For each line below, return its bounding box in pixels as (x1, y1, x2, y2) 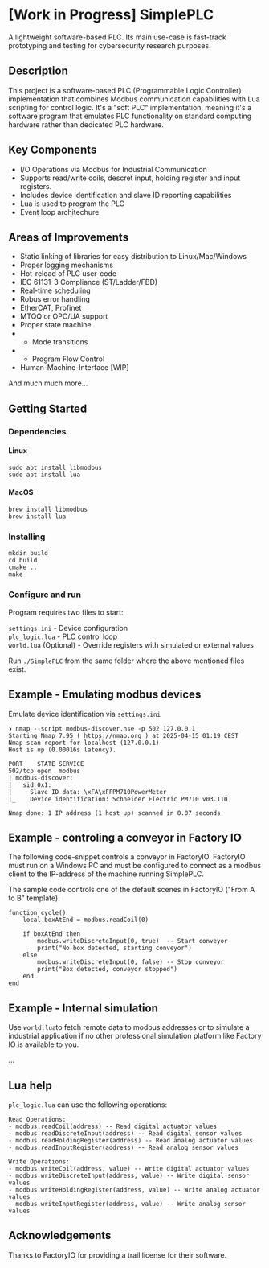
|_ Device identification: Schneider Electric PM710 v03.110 (8, 795, 228, 803)
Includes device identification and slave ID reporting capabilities (19, 190, 232, 200)
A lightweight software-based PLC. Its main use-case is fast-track (8, 32, 226, 42)
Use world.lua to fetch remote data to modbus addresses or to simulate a (8, 1023, 251, 1032)
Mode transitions (31, 337, 88, 347)
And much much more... (8, 378, 88, 388)
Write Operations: (8, 1157, 70, 1166)
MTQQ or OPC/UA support (19, 311, 108, 321)
